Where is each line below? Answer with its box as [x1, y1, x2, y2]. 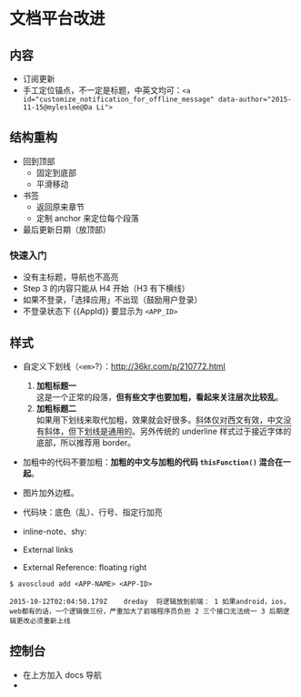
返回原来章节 [35, 201, 85, 212]
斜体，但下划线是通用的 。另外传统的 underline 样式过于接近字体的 [44, 425, 292, 436]
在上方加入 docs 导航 [22, 669, 103, 680]
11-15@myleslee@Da [22, 103, 93, 112]
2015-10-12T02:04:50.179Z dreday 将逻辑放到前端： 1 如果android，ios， [9, 597, 291, 606]
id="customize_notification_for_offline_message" [22, 95, 216, 104]
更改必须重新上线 [15, 616, 71, 625]
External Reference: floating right [22, 561, 147, 572]
